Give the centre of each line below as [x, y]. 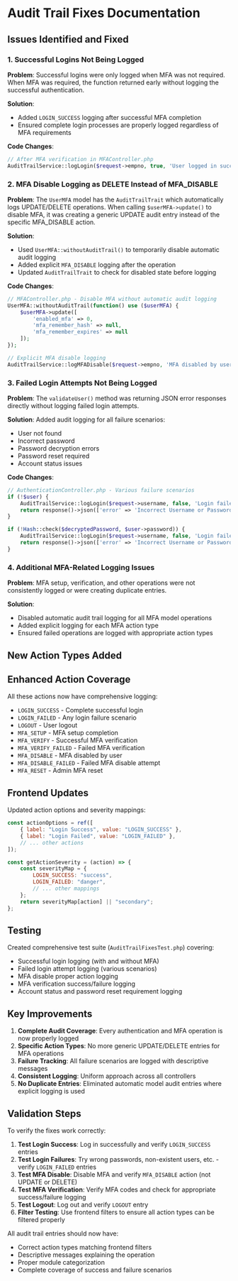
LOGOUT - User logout [47, 725]
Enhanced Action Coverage [69, 679]
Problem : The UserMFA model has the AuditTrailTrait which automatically [115, 199]
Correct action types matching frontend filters [85, 1247]
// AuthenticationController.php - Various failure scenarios [101, 490]
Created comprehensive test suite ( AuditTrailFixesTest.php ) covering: [111, 947]
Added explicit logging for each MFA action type [88, 625]
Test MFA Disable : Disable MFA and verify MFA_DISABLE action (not [114, 1174]
